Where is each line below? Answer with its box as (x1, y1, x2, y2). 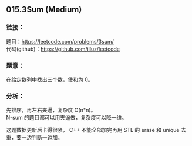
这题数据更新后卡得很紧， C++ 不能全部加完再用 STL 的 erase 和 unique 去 (6, 127, 186, 134)
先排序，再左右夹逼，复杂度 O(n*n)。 (6, 107, 96, 114)
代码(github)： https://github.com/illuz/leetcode (6, 45, 120, 52)
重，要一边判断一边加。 (6, 134, 63, 141)
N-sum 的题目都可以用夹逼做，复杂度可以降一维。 (6, 114, 127, 121)
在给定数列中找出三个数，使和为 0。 (6, 76, 93, 83)
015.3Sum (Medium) (6, 5, 82, 15)
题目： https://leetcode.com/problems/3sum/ (6, 38, 114, 45)
